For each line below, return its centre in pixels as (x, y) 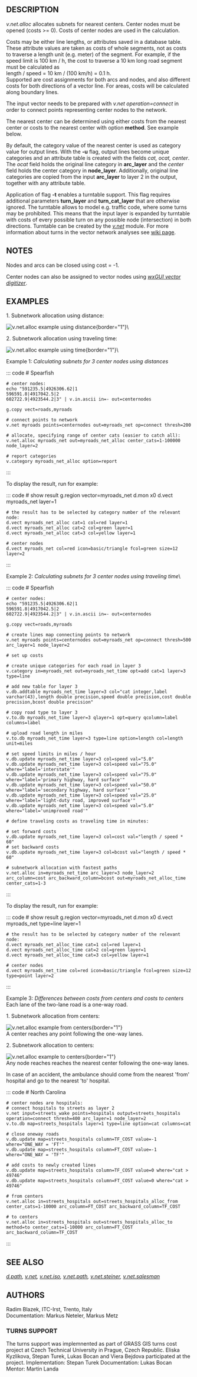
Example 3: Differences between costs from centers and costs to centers (95, 998)
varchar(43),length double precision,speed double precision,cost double (99, 697)
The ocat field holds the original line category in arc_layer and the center (95, 164)
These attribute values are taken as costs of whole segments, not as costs (96, 48)
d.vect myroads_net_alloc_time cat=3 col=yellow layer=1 (78, 955)
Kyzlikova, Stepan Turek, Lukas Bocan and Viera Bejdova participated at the (98, 1356)
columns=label (24, 723)
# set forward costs (32, 832)
